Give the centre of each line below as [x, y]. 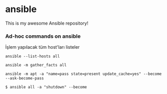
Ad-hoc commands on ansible [43, 36]
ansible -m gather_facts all [36, 65]
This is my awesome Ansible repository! [47, 23]
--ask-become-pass [25, 78]
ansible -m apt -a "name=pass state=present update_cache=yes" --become [83, 74]
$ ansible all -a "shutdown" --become [46, 87]
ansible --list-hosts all [32, 56]
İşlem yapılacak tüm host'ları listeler [43, 47]
